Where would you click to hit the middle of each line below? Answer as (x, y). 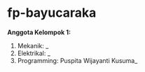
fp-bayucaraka (52, 13)
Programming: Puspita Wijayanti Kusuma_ (77, 60)
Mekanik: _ (33, 45)
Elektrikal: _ (34, 53)
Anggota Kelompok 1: (39, 32)
